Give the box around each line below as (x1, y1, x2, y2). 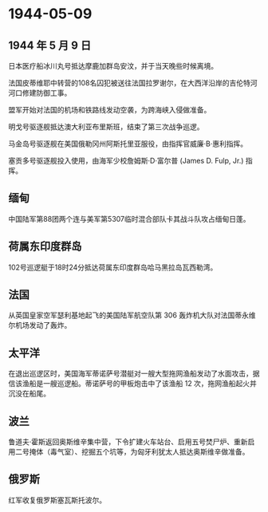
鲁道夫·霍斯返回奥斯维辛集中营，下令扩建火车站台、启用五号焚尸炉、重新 (8, 437, 249, 447)
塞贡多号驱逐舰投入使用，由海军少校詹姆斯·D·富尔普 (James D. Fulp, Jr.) (8, 156, 244, 165)
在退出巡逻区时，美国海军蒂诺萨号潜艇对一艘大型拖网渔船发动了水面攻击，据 (8, 368, 260, 379)
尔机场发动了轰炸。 (8, 321, 72, 330)
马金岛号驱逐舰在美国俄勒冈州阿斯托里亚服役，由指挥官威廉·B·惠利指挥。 (8, 139, 248, 148)
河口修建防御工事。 (8, 89, 72, 97)
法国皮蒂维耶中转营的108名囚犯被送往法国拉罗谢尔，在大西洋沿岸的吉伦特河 (8, 78, 258, 88)
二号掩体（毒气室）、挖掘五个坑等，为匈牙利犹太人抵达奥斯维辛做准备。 (14, 447, 250, 457)
